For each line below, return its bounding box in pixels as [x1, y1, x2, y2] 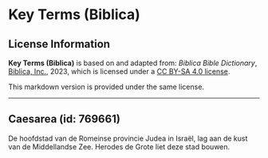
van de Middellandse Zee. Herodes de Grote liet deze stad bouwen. [8, 141, 231, 152]
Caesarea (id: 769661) [8, 113, 121, 126]
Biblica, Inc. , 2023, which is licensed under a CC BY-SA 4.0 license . [8, 67, 231, 76]
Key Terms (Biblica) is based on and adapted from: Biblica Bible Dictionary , [8, 58, 258, 67]
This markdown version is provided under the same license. [8, 82, 205, 91]
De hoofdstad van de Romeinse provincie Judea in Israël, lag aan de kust [8, 133, 248, 143]
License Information [8, 37, 110, 51]
